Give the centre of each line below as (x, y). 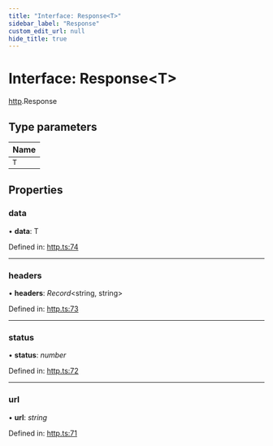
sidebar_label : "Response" (54, 24)
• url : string (28, 417)
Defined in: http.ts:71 (43, 433)
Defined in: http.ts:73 (43, 309)
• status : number (37, 355)
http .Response (33, 102)
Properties (36, 191)
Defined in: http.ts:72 (43, 371)
